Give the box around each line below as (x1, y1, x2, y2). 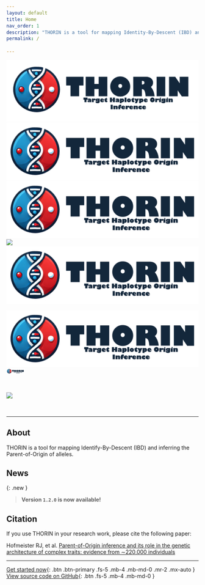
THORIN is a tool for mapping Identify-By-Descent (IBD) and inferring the (6, 444, 190, 451)
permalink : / (6, 35, 40, 42)
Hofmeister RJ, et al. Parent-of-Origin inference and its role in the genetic (6, 542, 191, 550)
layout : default (6, 10, 48, 16)
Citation (6, 513, 38, 524)
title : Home (6, 16, 37, 23)
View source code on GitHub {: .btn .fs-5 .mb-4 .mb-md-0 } (6, 572, 155, 580)
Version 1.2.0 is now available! (21, 496, 101, 504)
